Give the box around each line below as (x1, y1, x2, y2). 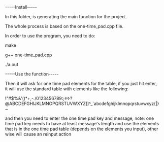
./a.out (5, 62, 19, 67)
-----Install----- (5, 4, 37, 10)
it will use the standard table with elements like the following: (5, 86, 129, 92)
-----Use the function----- (5, 71, 59, 77)
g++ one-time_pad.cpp (5, 52, 52, 58)
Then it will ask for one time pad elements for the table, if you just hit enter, (5, 81, 157, 86)
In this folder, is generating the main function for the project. (5, 14, 127, 19)
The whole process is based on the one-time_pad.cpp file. (5, 23, 124, 29)
